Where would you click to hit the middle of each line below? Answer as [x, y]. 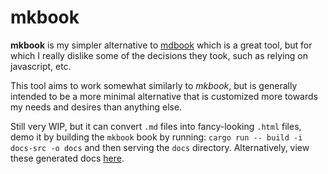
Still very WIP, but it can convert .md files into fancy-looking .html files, [156, 126]
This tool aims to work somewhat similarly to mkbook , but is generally [154, 85]
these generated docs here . [67, 158]
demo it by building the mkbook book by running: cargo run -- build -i [156, 137]
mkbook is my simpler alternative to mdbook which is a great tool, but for [161, 45]
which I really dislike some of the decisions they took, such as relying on [159, 55]
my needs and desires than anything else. [96, 107]
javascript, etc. [41, 66]
